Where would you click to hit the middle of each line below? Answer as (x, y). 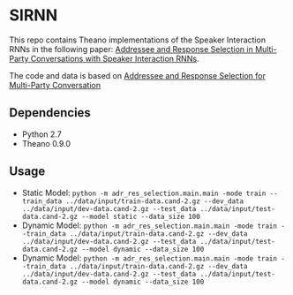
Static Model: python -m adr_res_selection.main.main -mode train (144, 193)
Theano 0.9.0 (46, 143)
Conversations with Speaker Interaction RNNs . (115, 58)
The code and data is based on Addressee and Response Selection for (138, 75)
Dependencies (50, 113)
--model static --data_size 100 (141, 216)
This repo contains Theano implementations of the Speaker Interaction (138, 40)
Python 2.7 (41, 134)
